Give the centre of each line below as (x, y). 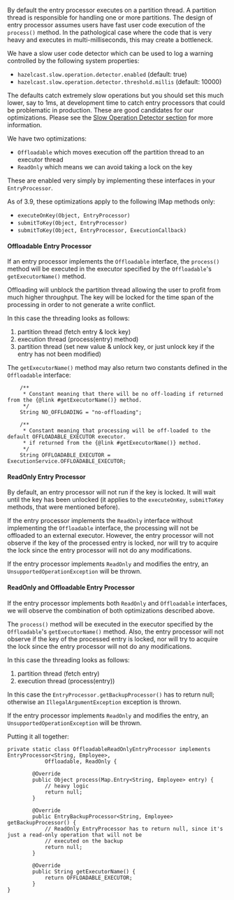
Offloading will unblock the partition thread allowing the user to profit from (114, 290)
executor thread (41, 159)
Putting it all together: (38, 736)
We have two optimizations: (47, 138)
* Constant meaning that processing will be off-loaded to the (117, 431)
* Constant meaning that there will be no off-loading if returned (123, 394)
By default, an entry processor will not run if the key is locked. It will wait (111, 492)
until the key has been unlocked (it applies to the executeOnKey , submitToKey (116, 500)
